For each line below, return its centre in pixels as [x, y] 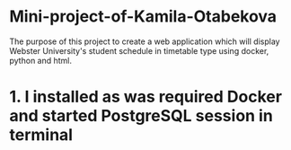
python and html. [41, 60]
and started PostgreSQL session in [141, 116]
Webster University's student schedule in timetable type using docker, [139, 50]
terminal [41, 135]
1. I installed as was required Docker [146, 97]
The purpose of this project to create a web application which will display [145, 41]
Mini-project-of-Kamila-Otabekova [143, 17]
